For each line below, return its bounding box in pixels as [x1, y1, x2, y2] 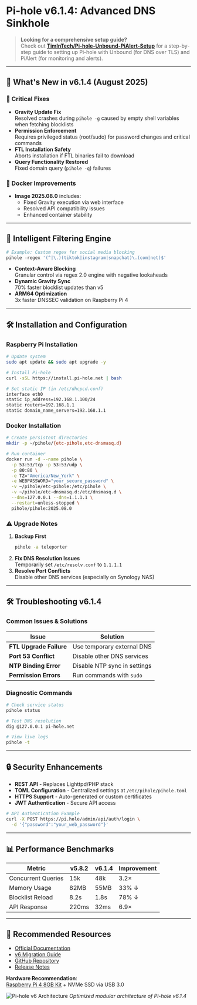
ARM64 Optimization [14, 290, 67, 297]
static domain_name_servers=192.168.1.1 [6, 408, 107, 414]
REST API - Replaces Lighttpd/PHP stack [14, 780, 114, 788]
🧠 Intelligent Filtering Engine [6, 234, 111, 244]
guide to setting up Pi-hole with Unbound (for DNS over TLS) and [32, 48, 190, 55]
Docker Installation [6, 421, 62, 429]
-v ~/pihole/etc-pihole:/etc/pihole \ [11, 483, 107, 490]
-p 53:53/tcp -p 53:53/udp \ [11, 462, 83, 468]
